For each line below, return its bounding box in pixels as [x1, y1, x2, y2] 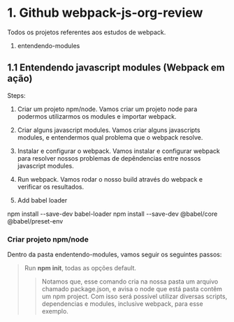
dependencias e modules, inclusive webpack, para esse [41, 300, 204, 308]
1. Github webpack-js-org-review [7, 5, 203, 21]
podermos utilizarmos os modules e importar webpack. [17, 112, 177, 120]
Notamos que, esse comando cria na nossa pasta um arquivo [41, 277, 219, 286]
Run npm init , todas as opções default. [24, 264, 137, 272]
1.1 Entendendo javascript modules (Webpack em [7, 61, 225, 74]
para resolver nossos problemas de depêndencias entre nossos [17, 154, 201, 162]
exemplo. [41, 307, 68, 316]
